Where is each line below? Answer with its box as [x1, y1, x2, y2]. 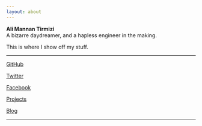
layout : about [6, 8, 42, 15]
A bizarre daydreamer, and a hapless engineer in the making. [6, 31, 158, 39]
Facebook [6, 83, 31, 91]
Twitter [6, 72, 24, 79]
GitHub [6, 61, 24, 68]
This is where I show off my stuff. [6, 43, 89, 50]
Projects [6, 95, 27, 103]
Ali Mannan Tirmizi [6, 25, 55, 32]
